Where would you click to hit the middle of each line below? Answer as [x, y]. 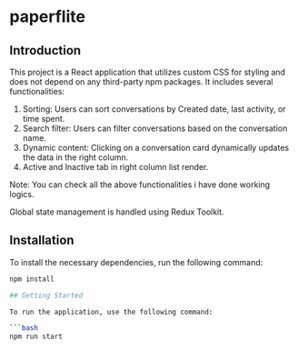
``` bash [24, 328]
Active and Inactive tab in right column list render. [115, 167]
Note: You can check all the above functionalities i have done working [140, 185]
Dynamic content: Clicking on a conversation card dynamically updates [155, 148]
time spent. [44, 119]
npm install [32, 279]
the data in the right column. [75, 157]
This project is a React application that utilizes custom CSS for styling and [148, 72]
